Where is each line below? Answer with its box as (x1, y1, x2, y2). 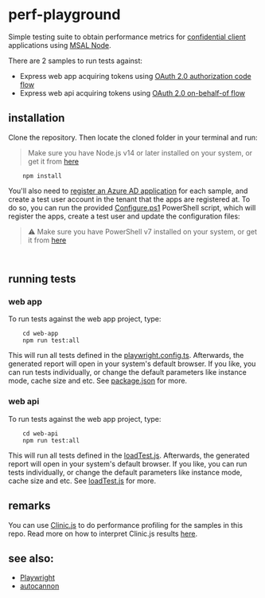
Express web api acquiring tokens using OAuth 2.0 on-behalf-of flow (19, 88, 245, 97)
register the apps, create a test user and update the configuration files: (8, 211, 240, 221)
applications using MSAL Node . (8, 40, 111, 49)
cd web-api (22, 429, 59, 438)
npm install (22, 171, 62, 180)
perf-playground (8, 6, 121, 24)
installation (8, 112, 65, 125)
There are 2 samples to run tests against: (8, 56, 143, 65)
